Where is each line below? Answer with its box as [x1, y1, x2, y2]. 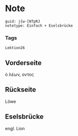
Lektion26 [5, 46, 25, 51]
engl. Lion [5, 125, 25, 131]
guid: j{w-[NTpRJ [5, 19, 40, 24]
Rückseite [5, 85, 37, 94]
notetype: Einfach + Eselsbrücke [5, 23, 73, 28]
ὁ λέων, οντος [5, 71, 34, 78]
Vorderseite [5, 59, 42, 67]
